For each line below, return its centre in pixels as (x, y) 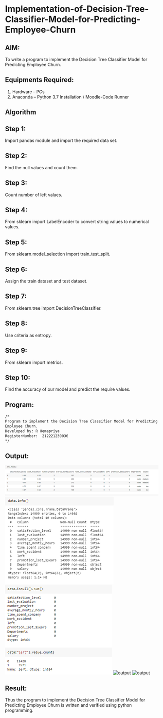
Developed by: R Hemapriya (32, 431)
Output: (17, 456)
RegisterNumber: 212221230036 (37, 436)
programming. (19, 710)
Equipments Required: (39, 80)
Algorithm (21, 112)
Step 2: (16, 156)
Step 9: (16, 350)
